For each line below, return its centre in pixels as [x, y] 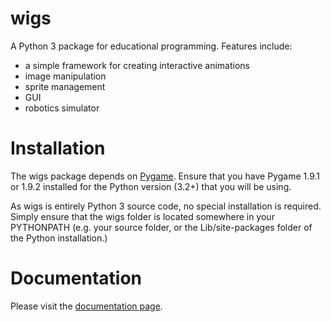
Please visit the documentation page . [86, 306]
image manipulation [65, 76]
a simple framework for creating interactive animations [137, 65]
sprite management [65, 86]
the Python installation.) [59, 238]
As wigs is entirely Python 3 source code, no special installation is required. [166, 206]
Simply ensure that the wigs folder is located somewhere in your [142, 216]
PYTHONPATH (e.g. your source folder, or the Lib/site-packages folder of [161, 227]
